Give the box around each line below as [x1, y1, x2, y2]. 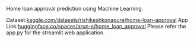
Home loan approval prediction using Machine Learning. [6, 5, 144, 12]
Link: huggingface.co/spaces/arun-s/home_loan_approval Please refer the [6, 23, 186, 30]
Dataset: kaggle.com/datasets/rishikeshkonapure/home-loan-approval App [6, 17, 189, 23]
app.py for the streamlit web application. [6, 29, 105, 36]
